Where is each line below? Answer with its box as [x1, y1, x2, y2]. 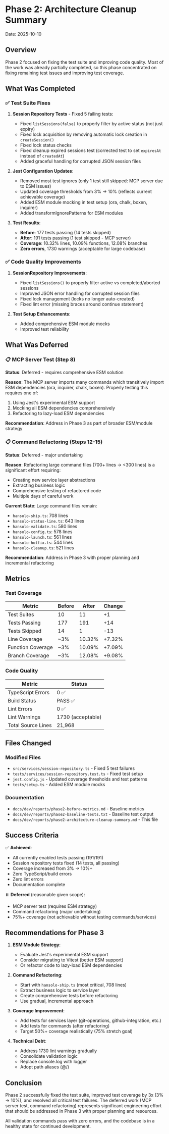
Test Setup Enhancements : [12, 311, 71, 317]
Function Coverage [8, 644, 53, 651]
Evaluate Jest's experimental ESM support [20, 952, 108, 958]
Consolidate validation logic [20, 1053, 78, 1059]
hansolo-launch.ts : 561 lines [12, 534, 72, 540]
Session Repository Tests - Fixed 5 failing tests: [12, 111, 114, 117]
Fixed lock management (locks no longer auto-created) [20, 295, 135, 301]
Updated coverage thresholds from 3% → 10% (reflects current [20, 188, 152, 195]
